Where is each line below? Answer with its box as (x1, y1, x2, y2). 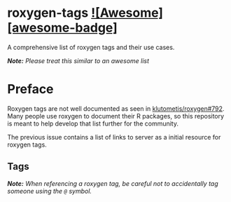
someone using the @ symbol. (7, 187, 92, 195)
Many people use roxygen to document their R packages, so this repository (7, 112, 225, 120)
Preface (7, 81, 54, 97)
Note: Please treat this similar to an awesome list (7, 56, 149, 65)
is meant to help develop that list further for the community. (7, 119, 178, 128)
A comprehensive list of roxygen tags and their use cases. (7, 43, 175, 51)
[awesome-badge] (7, 20, 118, 36)
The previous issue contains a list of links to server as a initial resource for (7, 133, 221, 141)
